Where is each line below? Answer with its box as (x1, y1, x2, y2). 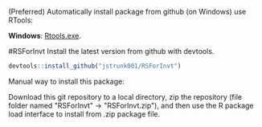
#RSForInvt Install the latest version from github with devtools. (8, 47, 215, 55)
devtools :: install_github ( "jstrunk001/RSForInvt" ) (8, 62, 182, 70)
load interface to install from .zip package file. (8, 109, 161, 119)
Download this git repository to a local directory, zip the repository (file (8, 92, 243, 101)
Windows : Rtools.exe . (8, 31, 82, 40)
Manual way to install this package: (8, 76, 125, 86)
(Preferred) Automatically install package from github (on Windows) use (8, 7, 247, 16)
